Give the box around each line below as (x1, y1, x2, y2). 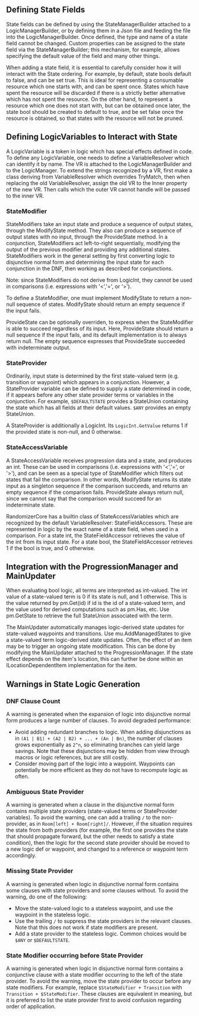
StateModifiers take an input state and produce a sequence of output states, (6, 220, 193, 227)
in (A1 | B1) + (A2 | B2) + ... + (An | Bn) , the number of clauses (14, 735, 183, 742)
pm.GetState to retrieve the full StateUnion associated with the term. (6, 612, 173, 619)
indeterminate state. (6, 501, 55, 508)
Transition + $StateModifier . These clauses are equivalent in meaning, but (6, 990, 192, 997)
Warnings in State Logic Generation (6, 679, 141, 689)
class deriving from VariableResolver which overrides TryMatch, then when (6, 173, 190, 180)
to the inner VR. (6, 192, 45, 199)
